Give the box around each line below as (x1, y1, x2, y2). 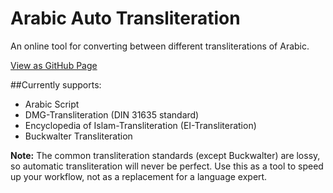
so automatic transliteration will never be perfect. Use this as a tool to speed (10, 160, 324, 172)
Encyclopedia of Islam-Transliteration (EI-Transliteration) (24, 119, 257, 131)
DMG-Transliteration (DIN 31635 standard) (24, 108, 200, 121)
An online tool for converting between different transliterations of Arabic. (10, 40, 310, 52)
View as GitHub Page (10, 59, 98, 71)
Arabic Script (24, 98, 80, 110)
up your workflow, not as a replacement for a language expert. (10, 170, 268, 182)
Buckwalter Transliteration (24, 130, 133, 142)
